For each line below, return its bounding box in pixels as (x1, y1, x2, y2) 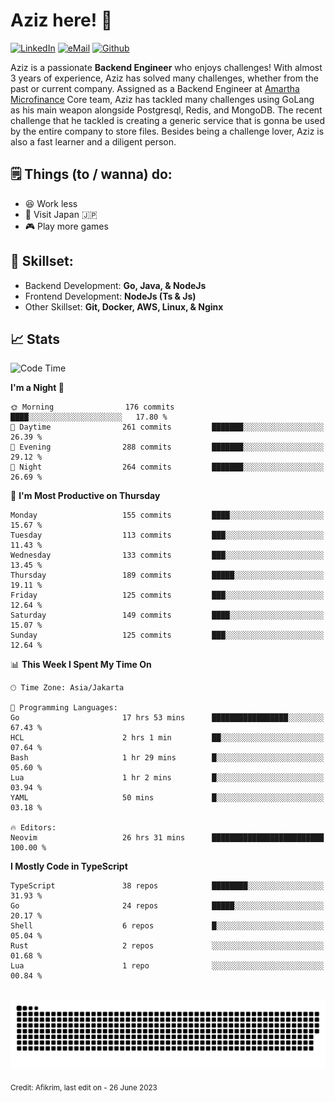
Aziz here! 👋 (10, 9, 113, 32)
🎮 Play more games (24, 220, 109, 232)
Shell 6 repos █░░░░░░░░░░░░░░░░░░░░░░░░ (10, 921, 325, 931)
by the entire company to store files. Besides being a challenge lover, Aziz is (10, 125, 325, 137)
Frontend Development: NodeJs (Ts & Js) (24, 290, 197, 302)
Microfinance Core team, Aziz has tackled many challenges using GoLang (10, 93, 315, 105)
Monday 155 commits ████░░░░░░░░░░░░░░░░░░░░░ (10, 510, 325, 521)
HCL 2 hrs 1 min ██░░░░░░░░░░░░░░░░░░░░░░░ (10, 733, 325, 743)
